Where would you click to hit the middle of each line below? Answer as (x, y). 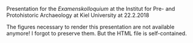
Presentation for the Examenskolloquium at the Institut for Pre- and (91, 9)
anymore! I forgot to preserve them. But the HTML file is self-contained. (96, 33)
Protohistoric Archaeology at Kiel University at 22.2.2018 (78, 15)
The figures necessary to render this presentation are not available (90, 27)
